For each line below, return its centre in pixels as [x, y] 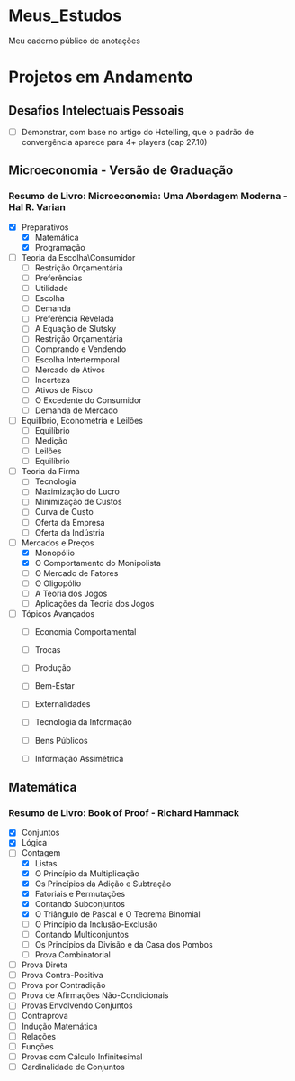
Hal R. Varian [37, 207]
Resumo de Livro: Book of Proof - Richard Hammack [124, 812]
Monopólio [55, 553]
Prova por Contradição [63, 985]
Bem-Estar [55, 686]
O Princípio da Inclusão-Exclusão [96, 924]
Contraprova [45, 1016]
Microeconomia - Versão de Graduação [121, 171]
